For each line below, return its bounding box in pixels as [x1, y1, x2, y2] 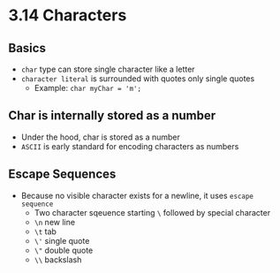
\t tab [34, 226, 57, 237]
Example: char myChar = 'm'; [34, 83, 142, 93]
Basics [8, 41, 46, 56]
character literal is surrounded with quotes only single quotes [20, 73, 255, 84]
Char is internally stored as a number [8, 108, 216, 124]
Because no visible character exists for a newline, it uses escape [20, 190, 254, 201]
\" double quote [34, 245, 94, 255]
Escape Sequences [8, 167, 117, 182]
